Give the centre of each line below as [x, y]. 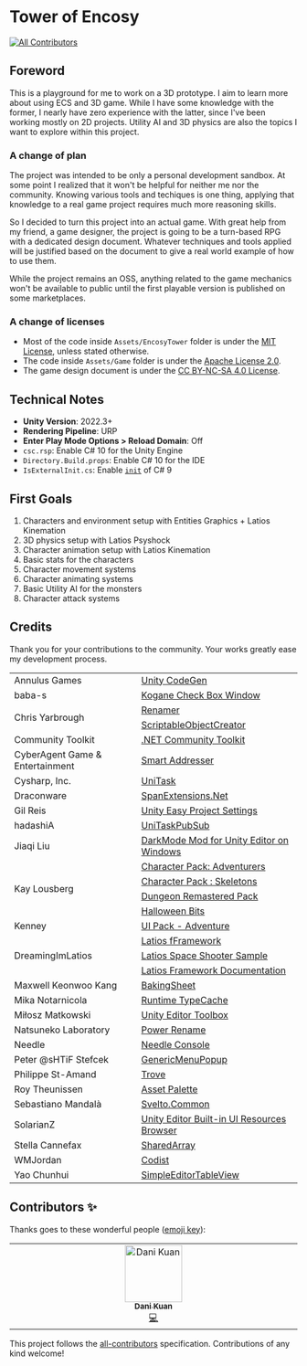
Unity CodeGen [174, 680]
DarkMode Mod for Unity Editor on [215, 840]
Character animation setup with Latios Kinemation [116, 549]
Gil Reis [30, 810]
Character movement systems [79, 569]
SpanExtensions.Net [185, 795]
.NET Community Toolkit [193, 739]
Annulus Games [48, 680]
